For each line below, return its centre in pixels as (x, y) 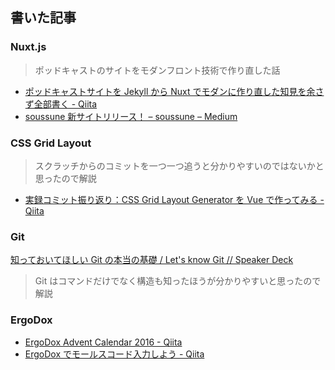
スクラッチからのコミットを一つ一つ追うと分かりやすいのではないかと (179, 165)
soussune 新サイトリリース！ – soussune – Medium (131, 116)
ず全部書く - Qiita (61, 104)
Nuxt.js (28, 47)
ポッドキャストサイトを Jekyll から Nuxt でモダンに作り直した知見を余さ (174, 91)
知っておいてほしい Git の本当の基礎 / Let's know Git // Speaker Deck (152, 260)
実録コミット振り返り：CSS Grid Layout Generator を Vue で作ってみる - (174, 199)
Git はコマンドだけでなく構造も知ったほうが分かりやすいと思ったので (178, 281)
